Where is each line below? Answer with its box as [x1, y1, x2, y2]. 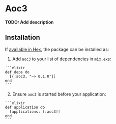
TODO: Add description [5, 19, 54, 25]
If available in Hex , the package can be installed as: [5, 46, 109, 52]
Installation [5, 33, 40, 42]
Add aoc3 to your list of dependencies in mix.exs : [12, 56, 112, 62]
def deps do [5, 70, 29, 74]
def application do [5, 105, 45, 110]
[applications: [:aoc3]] [9, 109, 60, 114]
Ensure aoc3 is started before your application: [12, 91, 107, 97]
